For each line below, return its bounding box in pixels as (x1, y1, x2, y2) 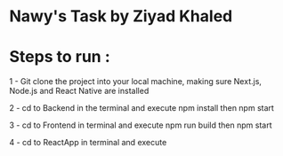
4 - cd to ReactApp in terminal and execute (9, 137, 167, 148)
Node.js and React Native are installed (9, 86, 150, 97)
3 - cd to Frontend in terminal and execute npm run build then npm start (9, 120, 272, 130)
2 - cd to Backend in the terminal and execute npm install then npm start (9, 103, 274, 113)
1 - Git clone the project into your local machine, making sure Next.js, (9, 76, 263, 87)
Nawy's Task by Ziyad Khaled (9, 6, 233, 27)
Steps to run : (9, 47, 110, 67)
